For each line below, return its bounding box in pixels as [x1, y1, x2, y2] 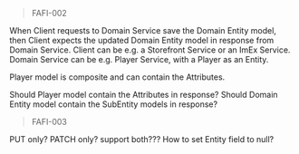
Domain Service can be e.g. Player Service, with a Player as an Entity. [9, 54, 269, 64]
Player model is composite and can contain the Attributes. [9, 72, 226, 82]
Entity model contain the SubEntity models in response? [9, 99, 218, 110]
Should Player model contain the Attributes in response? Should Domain [9, 90, 278, 100]
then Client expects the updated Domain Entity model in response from [9, 35, 275, 45]
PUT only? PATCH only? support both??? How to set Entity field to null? [9, 134, 275, 144]
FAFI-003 [31, 117, 68, 127]
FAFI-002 [31, 8, 68, 18]
